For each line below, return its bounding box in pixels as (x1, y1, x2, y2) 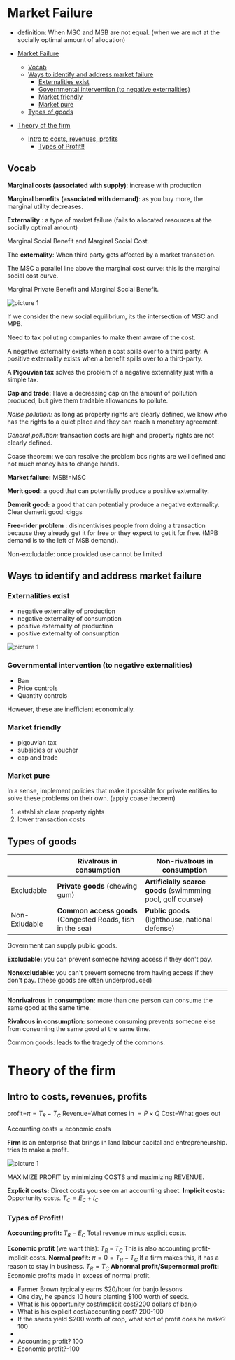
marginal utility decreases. (7, 202, 84, 210)
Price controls (17, 684, 58, 692)
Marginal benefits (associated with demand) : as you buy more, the (7, 194, 204, 203)
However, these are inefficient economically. (7, 705, 135, 713)
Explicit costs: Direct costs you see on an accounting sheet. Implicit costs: (7, 1186, 225, 1194)
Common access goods (57, 906, 138, 916)
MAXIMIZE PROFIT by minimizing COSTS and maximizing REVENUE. (7, 1173, 204, 1181)
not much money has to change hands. (7, 459, 120, 468)
